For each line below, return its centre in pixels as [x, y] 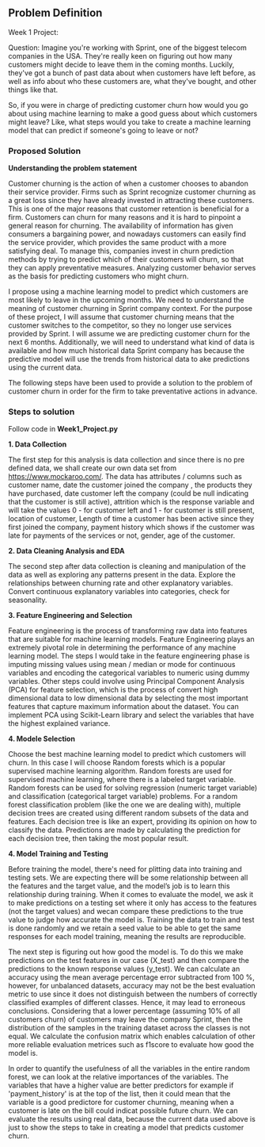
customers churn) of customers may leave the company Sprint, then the [126, 1019]
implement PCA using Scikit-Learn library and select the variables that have [131, 715]
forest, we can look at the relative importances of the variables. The [119, 1077]
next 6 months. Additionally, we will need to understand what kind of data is [132, 342]
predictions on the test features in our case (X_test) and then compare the [129, 961]
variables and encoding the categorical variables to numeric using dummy [129, 673]
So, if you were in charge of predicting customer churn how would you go [129, 105]
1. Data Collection [38, 444]
